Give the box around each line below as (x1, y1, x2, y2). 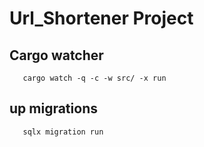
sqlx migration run (22, 127, 104, 137)
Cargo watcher (9, 47, 104, 64)
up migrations (9, 100, 98, 117)
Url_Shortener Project (9, 7, 194, 30)
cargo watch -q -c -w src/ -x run (22, 73, 167, 83)
